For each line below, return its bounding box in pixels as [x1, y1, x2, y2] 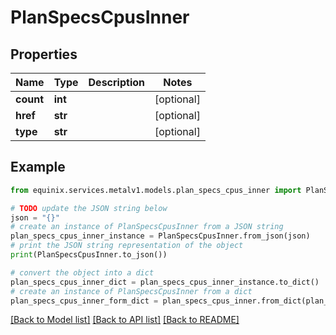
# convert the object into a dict [10, 267, 155, 278]
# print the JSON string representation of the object [10, 241, 244, 251]
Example [10, 159, 66, 176]
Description [88, 76, 145, 89]
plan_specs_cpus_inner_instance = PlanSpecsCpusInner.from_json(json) [10, 231, 311, 241]
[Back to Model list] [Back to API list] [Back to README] [10, 314, 240, 326]
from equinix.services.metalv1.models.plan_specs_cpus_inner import [10, 185, 302, 195]
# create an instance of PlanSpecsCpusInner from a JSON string [10, 222, 284, 232]
